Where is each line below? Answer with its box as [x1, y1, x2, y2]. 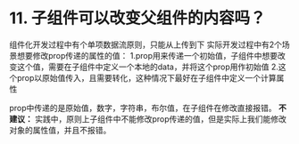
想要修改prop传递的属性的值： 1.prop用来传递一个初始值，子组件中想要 [16, 50, 278, 60]
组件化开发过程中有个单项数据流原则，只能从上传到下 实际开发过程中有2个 [9, 39, 283, 50]
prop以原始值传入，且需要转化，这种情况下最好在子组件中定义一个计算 [16, 72, 277, 83]
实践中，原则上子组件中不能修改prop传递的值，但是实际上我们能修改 [34, 113, 287, 124]
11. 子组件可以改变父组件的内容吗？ [9, 8, 266, 28]
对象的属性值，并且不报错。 [9, 124, 112, 135]
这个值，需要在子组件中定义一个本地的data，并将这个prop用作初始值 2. [16, 61, 279, 72]
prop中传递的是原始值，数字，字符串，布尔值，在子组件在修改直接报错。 [9, 102, 277, 113]
